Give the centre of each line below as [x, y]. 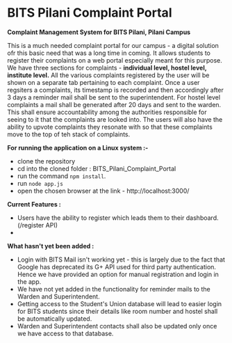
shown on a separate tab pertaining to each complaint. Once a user [103, 82]
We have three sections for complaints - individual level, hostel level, [107, 67]
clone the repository [46, 161]
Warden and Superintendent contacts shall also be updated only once [117, 326]
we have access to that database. [65, 333]
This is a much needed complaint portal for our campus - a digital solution [113, 45]
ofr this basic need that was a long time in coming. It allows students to [109, 53]
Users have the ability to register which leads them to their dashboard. [118, 218]
